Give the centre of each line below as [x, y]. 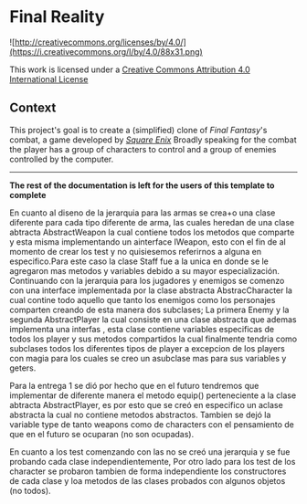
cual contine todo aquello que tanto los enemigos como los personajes [143, 299]
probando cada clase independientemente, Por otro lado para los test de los [153, 461]
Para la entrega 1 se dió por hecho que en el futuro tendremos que [134, 385]
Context [33, 108]
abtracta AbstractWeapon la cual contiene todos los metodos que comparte [152, 232]
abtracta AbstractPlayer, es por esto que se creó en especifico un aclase [146, 404]
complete [28, 194]
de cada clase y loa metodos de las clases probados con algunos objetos [148, 480]
